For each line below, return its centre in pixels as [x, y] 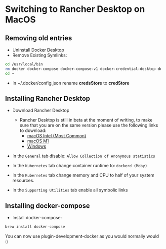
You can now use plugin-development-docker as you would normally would [82, 236]
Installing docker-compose [48, 206]
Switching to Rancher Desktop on [75, 9]
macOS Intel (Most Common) [57, 136]
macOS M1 [38, 141]
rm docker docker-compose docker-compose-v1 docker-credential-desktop [80, 69]
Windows [37, 146]
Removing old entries [39, 38]
